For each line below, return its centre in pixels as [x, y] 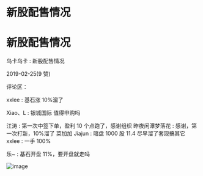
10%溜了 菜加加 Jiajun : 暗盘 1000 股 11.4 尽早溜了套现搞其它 [109, 134]
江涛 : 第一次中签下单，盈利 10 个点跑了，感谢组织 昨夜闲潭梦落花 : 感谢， [99, 126]
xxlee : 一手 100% [28, 141]
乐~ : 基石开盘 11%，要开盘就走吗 [48, 154]
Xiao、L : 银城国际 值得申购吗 [43, 113]
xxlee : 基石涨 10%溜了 [35, 100]
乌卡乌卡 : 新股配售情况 [35, 61]
